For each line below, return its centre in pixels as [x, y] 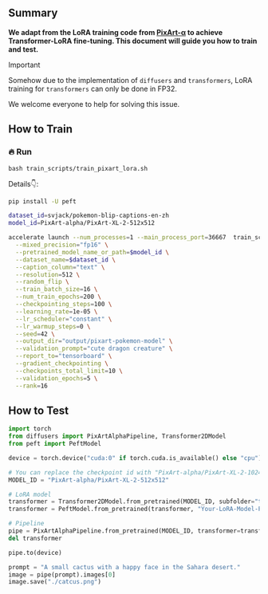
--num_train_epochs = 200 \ [59, 297]
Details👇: [24, 183]
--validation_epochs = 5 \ [57, 378]
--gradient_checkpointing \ [62, 364]
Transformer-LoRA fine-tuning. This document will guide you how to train [133, 41]
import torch [30, 429]
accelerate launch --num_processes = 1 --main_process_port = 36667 [117, 238]
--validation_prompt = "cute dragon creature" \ [94, 349]
